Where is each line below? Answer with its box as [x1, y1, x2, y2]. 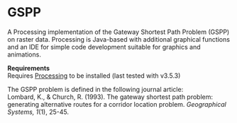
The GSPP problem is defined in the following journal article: [7, 85, 184, 93]
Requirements [7, 64, 50, 72]
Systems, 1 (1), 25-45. [7, 107, 70, 116]
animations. [7, 50, 41, 59]
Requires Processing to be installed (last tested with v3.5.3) [7, 71, 181, 80]
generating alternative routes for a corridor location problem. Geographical [7, 100, 227, 108]
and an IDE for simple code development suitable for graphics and [7, 42, 201, 51]
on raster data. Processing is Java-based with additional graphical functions [7, 35, 231, 43]
